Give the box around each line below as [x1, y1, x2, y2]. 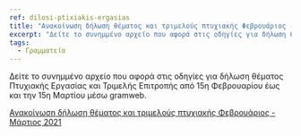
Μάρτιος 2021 [9, 117, 62, 128]
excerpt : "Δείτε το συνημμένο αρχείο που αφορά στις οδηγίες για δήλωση [9, 30, 287, 38]
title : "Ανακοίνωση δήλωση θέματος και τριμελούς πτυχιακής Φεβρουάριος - [9, 21, 295, 30]
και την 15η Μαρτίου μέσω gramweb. [9, 90, 147, 101]
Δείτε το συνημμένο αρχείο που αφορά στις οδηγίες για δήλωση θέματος [9, 71, 284, 81]
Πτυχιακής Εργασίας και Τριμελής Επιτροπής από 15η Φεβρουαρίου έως [9, 81, 280, 91]
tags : [9, 38, 30, 47]
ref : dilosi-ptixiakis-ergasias [9, 13, 130, 22]
